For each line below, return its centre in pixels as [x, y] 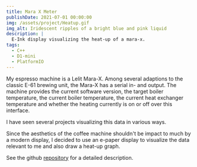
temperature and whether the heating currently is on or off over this [89, 104]
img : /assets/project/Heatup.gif [48, 23]
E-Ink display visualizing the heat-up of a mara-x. [79, 39]
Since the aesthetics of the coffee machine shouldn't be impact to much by [98, 133]
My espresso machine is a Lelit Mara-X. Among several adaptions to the [95, 79]
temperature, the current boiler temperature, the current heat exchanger [95, 98]
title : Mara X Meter [32, 12]
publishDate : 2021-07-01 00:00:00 [49, 17]
